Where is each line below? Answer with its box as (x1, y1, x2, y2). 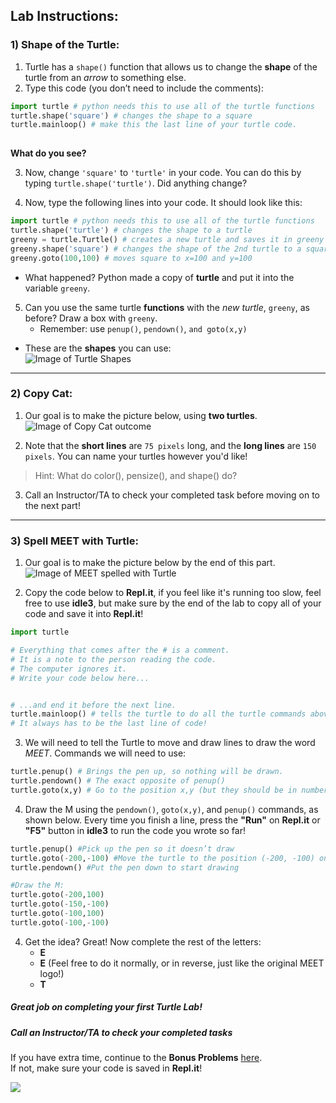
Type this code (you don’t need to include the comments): (24, 82, 264, 94)
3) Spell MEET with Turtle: (10, 534, 140, 548)
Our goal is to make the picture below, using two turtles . (24, 409, 258, 421)
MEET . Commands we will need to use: (24, 747, 187, 759)
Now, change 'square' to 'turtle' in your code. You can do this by (24, 167, 302, 179)
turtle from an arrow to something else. (24, 71, 187, 83)
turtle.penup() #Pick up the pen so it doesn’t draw (10, 844, 235, 854)
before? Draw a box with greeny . (24, 312, 158, 324)
